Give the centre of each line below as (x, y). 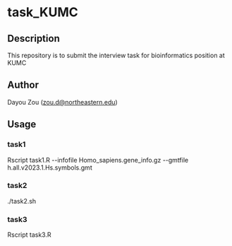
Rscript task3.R (29, 235)
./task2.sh (22, 201)
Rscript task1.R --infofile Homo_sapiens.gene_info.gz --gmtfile (98, 160)
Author (23, 85)
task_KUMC (43, 12)
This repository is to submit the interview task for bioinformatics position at (116, 55)
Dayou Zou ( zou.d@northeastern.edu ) (62, 102)
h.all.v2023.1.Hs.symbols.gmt (50, 168)
